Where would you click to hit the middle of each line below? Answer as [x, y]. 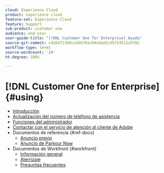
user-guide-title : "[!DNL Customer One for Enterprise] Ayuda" [74, 38]
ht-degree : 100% [22, 57]
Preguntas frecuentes [43, 165]
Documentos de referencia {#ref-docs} [54, 133]
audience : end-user [26, 33]
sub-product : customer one [34, 29]
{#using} [25, 97]
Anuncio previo [36, 138]
